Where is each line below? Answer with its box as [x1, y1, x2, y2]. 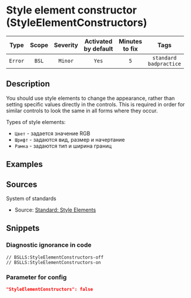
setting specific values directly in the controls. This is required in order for [6, 101, 185, 108]
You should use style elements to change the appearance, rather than [6, 95, 175, 102]
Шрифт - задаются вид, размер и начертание [14, 136, 125, 143]
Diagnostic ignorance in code [6, 241, 92, 249]
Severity [53, 41, 78, 49]
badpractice [148, 60, 182, 67]
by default [83, 45, 113, 53]
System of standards [6, 195, 57, 202]
